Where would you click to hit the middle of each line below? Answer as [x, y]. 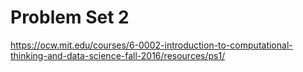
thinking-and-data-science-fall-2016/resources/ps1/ [118, 55]
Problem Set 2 [70, 17]
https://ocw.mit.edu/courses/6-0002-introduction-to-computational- [151, 45]
